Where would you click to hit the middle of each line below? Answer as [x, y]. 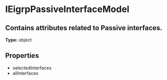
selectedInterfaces [32, 68]
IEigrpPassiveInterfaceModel [67, 9]
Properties [22, 56]
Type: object [18, 40]
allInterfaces [25, 73]
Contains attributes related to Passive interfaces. [84, 28]
